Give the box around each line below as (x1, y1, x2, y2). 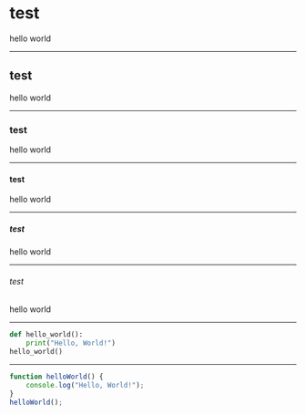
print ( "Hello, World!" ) (25, 338, 117, 348)
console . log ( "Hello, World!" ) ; (25, 380, 145, 389)
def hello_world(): (9, 330, 84, 339)
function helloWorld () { (9, 372, 104, 381)
